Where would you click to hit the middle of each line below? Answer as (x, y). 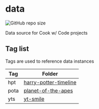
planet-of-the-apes (48, 91)
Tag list (17, 49)
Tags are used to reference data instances (50, 61)
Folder (50, 73)
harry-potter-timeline (50, 82)
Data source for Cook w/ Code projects (46, 33)
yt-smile (34, 99)
